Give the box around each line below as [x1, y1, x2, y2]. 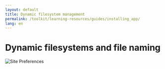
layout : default [5, 7, 39, 12]
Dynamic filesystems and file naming [5, 42, 161, 53]
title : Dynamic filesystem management [5, 12, 85, 17]
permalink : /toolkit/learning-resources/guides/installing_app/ [5, 16, 140, 21]
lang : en [5, 21, 23, 26]
